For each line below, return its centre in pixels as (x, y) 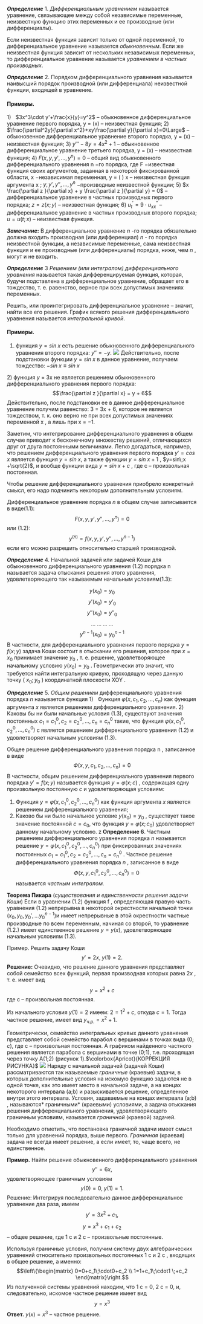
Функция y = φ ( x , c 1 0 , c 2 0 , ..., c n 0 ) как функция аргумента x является (103, 802)
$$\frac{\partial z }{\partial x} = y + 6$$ (102, 393)
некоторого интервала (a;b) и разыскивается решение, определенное (98, 1091)
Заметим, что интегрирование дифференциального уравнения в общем (100, 433)
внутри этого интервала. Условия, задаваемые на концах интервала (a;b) (102, 1098)
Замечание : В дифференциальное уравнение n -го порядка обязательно (102, 231)
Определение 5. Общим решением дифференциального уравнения (94, 693)
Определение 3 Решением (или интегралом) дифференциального (93, 268)
